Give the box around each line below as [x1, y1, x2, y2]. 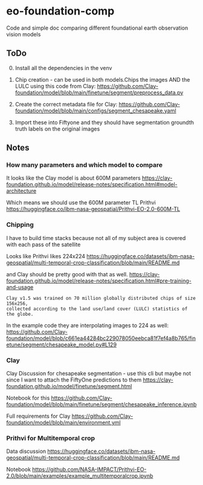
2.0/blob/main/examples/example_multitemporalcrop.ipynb [6, 472, 153, 480]
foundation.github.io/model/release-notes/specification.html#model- [6, 181, 178, 188]
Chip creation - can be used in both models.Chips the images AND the [14, 76, 190, 83]
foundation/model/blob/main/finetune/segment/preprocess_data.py [14, 89, 184, 96]
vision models [6, 30, 41, 37]
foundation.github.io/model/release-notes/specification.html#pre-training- [6, 277, 192, 284]
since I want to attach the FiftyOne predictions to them [6, 376, 142, 383]
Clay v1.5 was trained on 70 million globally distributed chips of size [6, 295, 196, 301]
